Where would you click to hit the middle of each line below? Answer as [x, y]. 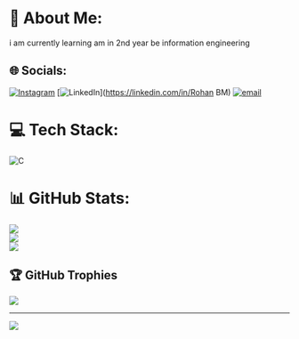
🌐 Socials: [38, 71]
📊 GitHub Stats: [70, 198]
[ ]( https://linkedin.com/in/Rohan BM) [144, 92]
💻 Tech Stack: [64, 129]
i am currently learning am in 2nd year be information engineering [130, 43]
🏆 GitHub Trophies [64, 275]
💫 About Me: [56, 18]
